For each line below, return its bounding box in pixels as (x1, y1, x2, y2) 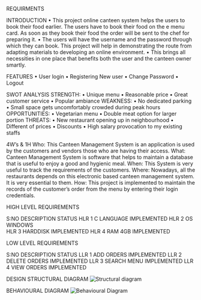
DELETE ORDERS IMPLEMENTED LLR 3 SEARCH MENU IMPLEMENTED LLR (6, 257, 194, 265)
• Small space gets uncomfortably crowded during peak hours (6, 104, 161, 110)
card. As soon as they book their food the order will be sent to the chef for (6, 29, 190, 37)
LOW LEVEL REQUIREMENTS (6, 239, 79, 247)
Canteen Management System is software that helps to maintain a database (6, 154, 193, 161)
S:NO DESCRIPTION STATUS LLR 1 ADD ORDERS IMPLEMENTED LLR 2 (6, 251, 182, 258)
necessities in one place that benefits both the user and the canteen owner (6, 55, 192, 62)
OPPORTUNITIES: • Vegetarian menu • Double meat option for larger (6, 110, 177, 117)
